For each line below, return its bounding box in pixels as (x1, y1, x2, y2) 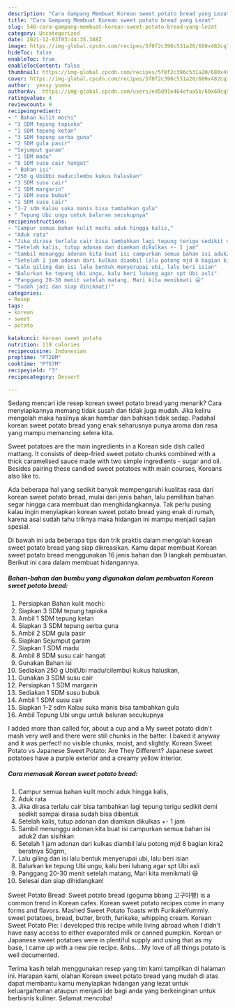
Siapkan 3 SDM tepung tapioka (17, 606, 107, 615)
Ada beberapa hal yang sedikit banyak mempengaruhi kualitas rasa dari (8, 485, 214, 493)
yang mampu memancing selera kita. (8, 428, 114, 437)
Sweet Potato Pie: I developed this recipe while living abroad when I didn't (8, 921, 221, 929)
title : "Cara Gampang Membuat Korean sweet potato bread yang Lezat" (8, 17, 215, 24)
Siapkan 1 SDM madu (17, 643, 79, 652)
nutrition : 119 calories (8, 341, 80, 348)
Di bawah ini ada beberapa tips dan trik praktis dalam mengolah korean (8, 536, 213, 544)
